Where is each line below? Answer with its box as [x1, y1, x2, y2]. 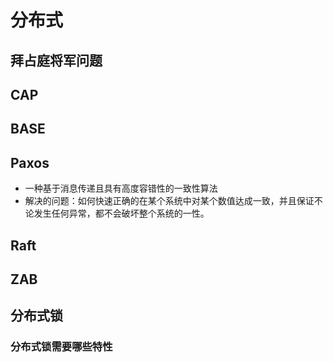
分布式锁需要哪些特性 [10, 340, 113, 354]
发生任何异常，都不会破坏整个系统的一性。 [33, 207, 210, 220]
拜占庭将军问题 [10, 52, 103, 69]
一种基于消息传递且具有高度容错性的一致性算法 [24, 182, 218, 195]
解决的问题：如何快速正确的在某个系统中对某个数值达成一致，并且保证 [24, 195, 315, 207]
